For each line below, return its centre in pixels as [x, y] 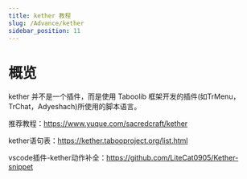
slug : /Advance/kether [46, 23]
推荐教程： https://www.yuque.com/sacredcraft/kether [98, 124]
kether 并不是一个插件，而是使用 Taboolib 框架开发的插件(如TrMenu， [124, 96]
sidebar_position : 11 [45, 31]
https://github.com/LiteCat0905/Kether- [172, 158]
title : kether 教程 [40, 16]
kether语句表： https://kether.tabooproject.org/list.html [98, 140]
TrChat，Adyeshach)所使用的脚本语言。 [75, 107]
